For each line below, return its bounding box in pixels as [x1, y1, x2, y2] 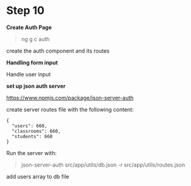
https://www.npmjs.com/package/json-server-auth [6, 94, 134, 101]
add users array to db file [6, 173, 70, 180]
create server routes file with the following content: [6, 105, 134, 113]
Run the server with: [6, 149, 57, 156]
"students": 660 [12, 133, 53, 139]
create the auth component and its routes [6, 47, 110, 55]
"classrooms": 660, [12, 128, 61, 134]
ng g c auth [21, 35, 50, 42]
